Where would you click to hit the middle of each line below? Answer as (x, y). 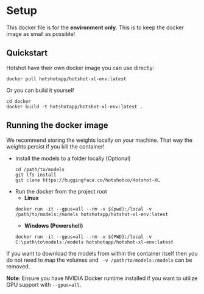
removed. (18, 266)
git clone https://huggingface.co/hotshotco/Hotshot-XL (87, 180)
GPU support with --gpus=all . (44, 284)
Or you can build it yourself (40, 90)
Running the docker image (57, 125)
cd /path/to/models (40, 169)
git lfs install (36, 175)
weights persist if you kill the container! (55, 146)
